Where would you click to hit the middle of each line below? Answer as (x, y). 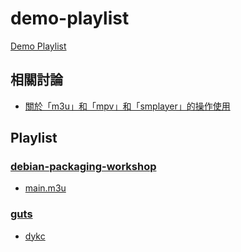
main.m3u (45, 188)
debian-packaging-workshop (83, 167)
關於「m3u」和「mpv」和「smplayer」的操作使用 (127, 106)
